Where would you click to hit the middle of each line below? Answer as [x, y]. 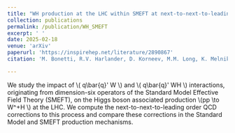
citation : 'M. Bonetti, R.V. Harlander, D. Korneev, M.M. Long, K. [108, 59]
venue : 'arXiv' [29, 46]
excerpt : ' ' [26, 33]
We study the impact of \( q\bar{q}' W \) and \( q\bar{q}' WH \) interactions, [116, 85]
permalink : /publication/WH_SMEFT [58, 26]
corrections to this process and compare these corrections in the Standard [115, 114]
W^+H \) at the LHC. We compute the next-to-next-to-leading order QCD [112, 107]
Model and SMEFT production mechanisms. [70, 122]
